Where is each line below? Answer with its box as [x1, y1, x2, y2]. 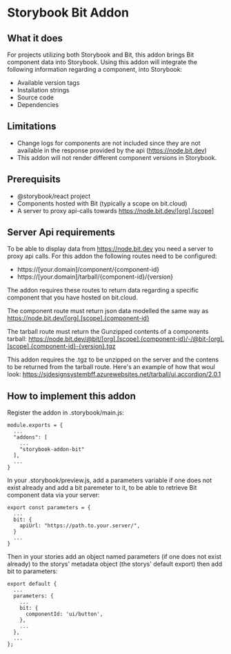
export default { [7, 581, 57, 588]
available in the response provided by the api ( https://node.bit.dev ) [17, 146, 207, 155]
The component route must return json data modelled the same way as [7, 307, 209, 315]
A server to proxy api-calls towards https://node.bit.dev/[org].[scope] [17, 206, 214, 215]
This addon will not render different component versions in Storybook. [17, 153, 217, 161]
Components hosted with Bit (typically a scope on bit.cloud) [17, 199, 188, 208]
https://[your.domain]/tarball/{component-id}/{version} [17, 272, 174, 281]
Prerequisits [7, 174, 61, 186]
